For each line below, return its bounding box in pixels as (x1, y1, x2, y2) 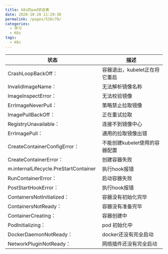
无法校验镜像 (101, 92, 132, 99)
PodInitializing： (7, 222, 46, 229)
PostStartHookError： (7, 184, 59, 191)
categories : (5, 21, 30, 26)
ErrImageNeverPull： (7, 102, 57, 109)
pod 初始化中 (101, 222, 133, 229)
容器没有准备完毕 (101, 203, 142, 210)
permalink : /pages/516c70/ (5, 16, 61, 21)
